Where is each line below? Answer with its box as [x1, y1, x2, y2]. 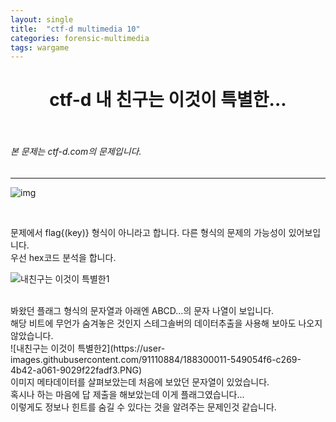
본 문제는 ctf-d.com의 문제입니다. [10, 146, 142, 158]
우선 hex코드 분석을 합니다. [10, 251, 117, 263]
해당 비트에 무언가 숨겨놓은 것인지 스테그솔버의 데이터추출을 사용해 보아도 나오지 [10, 317, 323, 329]
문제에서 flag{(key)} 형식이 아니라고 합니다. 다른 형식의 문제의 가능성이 [10, 226, 287, 238]
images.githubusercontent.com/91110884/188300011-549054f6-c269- [10, 353, 302, 365]
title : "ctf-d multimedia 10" [10, 24, 141, 34]
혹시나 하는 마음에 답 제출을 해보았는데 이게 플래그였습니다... [10, 388, 245, 400]
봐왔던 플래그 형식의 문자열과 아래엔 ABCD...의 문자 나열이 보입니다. [10, 304, 275, 316]
